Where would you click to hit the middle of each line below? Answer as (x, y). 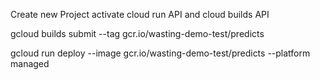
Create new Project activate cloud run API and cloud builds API (140, 14)
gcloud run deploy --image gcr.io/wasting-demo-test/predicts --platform (160, 53)
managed (30, 63)
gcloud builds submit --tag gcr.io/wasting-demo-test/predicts (137, 33)
